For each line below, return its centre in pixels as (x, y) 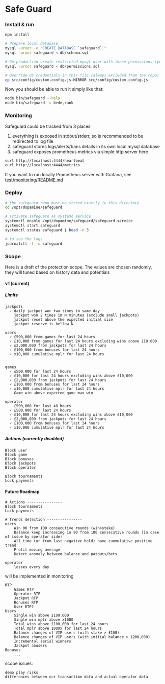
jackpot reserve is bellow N (44, 324)
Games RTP (24, 589)
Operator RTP (27, 594)
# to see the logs (24, 239)
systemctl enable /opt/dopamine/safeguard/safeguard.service (69, 221)
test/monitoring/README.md (34, 180)
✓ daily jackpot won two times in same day (55, 311)
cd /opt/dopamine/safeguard (34, 208)
